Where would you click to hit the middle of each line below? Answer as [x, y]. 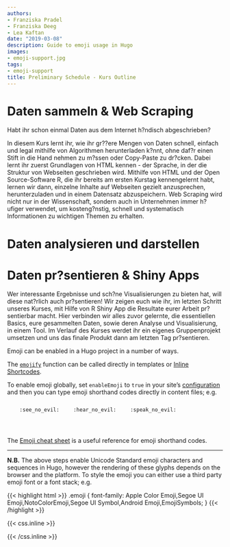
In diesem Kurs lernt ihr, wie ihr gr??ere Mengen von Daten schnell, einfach [113, 143]
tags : [15, 64]
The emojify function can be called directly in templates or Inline [98, 365]
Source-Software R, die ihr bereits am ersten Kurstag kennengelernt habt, [111, 180]
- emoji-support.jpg [37, 58]
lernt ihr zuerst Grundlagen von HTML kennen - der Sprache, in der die [107, 165]
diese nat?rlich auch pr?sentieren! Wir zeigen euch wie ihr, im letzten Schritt [114, 302]
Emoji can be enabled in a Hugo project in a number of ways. [93, 351]
